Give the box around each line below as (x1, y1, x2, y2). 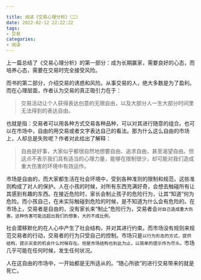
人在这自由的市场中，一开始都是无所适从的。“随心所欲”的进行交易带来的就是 (6, 260, 194, 267)
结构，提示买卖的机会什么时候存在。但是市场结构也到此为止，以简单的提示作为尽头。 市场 (6, 239, 195, 246)
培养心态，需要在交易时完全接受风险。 (6, 67, 100, 74)
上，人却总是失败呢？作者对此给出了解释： (6, 135, 111, 141)
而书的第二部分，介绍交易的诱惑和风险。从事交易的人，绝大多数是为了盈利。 (6, 79, 195, 86)
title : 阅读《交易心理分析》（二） (6, 14, 81, 20)
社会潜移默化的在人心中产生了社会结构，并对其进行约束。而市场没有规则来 (6, 224, 190, 231)
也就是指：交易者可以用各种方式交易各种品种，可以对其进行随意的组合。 (6, 120, 184, 127)
